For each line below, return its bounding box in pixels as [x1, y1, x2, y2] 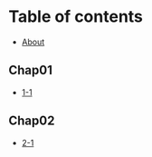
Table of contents [8, 6, 144, 27]
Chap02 [8, 113, 55, 129]
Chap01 [8, 63, 53, 78]
